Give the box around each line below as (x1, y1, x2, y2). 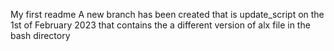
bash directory (10, 30, 71, 41)
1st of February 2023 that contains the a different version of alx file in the (10, 19, 311, 31)
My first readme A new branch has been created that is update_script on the (10, 9, 325, 20)
